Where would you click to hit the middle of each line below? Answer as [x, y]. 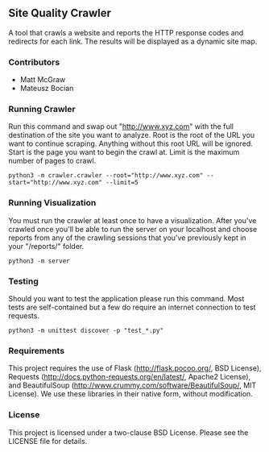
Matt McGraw [43, 80]
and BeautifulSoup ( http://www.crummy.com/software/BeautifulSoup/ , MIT [132, 385]
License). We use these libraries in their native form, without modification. [131, 394]
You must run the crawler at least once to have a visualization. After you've [132, 220]
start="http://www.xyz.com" [56, 183]
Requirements [37, 350]
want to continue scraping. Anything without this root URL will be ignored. [131, 143]
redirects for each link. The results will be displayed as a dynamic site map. [133, 41]
